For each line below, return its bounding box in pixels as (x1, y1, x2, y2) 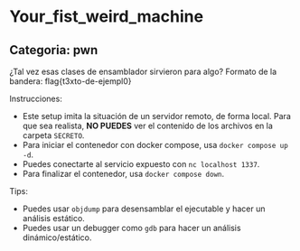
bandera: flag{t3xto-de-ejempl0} (9, 76, 133, 87)
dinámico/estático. (22, 232, 92, 243)
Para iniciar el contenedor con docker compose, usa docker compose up (22, 140, 289, 150)
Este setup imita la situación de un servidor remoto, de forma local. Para (22, 111, 292, 121)
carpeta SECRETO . (22, 130, 85, 141)
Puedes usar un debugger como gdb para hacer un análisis (22, 223, 241, 233)
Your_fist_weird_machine (9, 6, 204, 27)
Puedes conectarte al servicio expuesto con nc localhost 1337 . (22, 159, 260, 169)
